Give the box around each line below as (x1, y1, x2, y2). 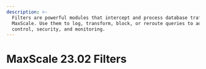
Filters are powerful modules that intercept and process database (12, 15, 188, 21)
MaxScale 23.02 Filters (6, 53, 127, 66)
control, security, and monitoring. (12, 26, 105, 32)
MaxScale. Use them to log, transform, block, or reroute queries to (12, 20, 193, 26)
